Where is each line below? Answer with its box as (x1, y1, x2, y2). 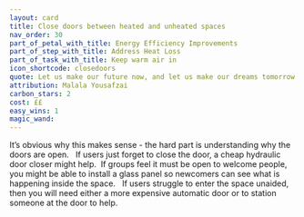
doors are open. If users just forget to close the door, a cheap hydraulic (9, 149, 281, 160)
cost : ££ (9, 97, 43, 107)
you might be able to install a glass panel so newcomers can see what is (9, 169, 280, 180)
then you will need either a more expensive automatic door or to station (9, 188, 277, 199)
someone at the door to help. (9, 197, 118, 209)
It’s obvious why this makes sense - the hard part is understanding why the (9, 140, 291, 151)
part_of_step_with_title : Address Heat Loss (9, 47, 181, 56)
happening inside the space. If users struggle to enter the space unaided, (9, 178, 289, 189)
